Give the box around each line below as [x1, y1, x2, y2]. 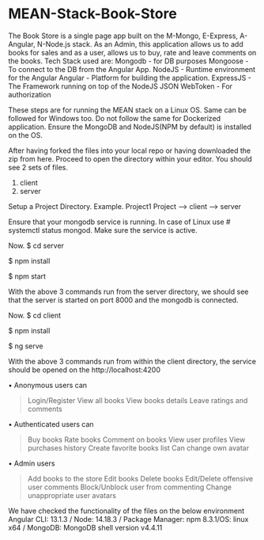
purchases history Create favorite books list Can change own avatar [27, 443, 250, 452]
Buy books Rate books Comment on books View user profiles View [27, 435, 246, 444]
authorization [8, 89, 51, 99]
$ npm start [8, 271, 46, 281]
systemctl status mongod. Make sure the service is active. [8, 225, 198, 234]
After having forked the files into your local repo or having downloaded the [8, 146, 251, 155]
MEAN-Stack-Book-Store [8, 5, 178, 23]
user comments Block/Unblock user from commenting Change [27, 482, 232, 492]
